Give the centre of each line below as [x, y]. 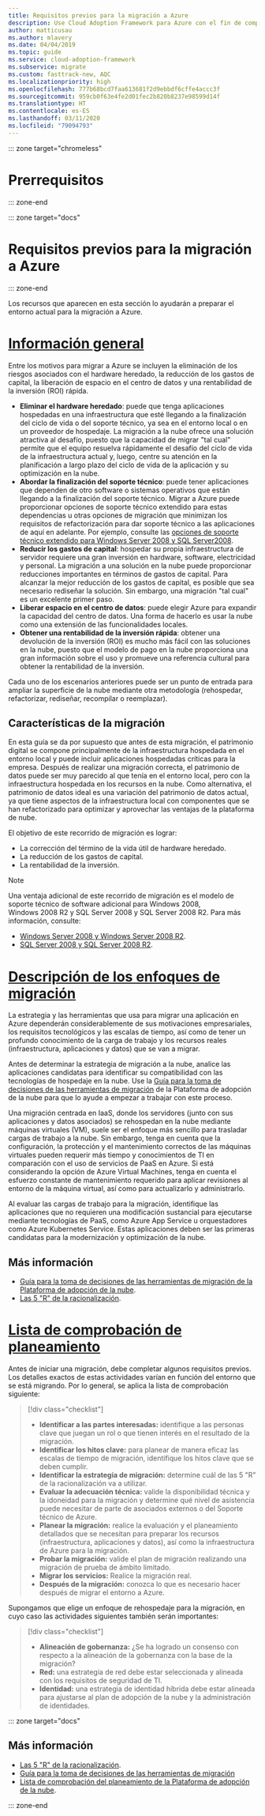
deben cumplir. [63, 1467]
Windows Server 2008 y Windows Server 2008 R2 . [103, 936]
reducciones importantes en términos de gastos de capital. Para [124, 574]
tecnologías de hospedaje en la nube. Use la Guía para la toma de [115, 1081]
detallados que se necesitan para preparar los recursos [129, 1534]
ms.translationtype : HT [47, 104]
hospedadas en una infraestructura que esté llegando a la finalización [133, 414]
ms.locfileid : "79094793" [50, 126]
